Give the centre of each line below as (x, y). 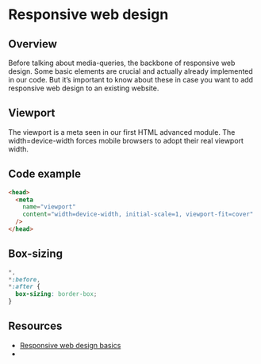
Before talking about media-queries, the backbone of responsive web (122, 63)
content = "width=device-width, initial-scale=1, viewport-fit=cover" (138, 215)
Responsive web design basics (70, 345)
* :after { (25, 287)
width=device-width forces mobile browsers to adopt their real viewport (126, 140)
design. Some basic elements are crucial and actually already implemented (131, 71)
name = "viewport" (50, 207)
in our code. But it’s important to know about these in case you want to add (131, 80)
